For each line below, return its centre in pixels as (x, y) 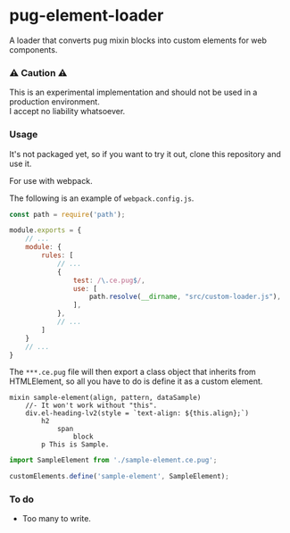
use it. (21, 163)
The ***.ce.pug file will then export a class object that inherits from (133, 372)
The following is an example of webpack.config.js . (102, 198)
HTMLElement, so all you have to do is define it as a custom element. (136, 381)
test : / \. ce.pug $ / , (109, 280)
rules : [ (58, 255)
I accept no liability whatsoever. (67, 112)
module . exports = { (46, 230)
